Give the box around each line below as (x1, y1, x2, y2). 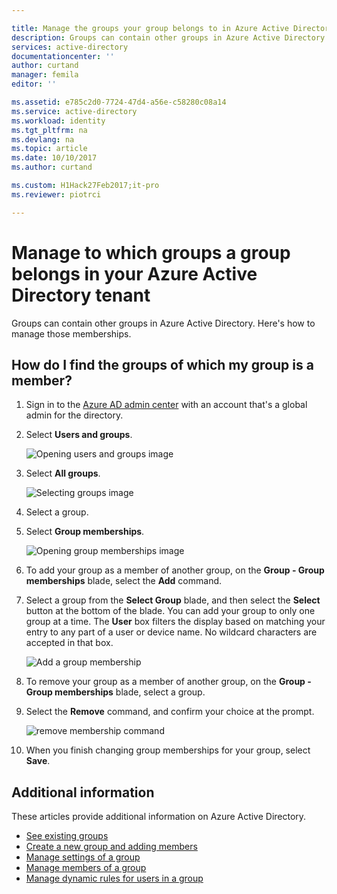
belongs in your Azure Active (11, 262, 258, 285)
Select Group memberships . (25, 526, 145, 538)
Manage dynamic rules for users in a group (25, 872, 204, 885)
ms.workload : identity (11, 116, 106, 126)
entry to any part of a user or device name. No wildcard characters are (25, 626, 318, 638)
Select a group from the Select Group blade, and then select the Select (25, 594, 321, 606)
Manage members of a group (25, 862, 147, 874)
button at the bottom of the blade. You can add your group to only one (25, 605, 316, 617)
